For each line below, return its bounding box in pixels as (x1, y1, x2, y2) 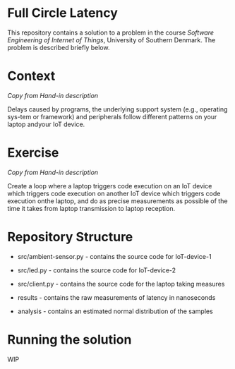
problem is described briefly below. (7, 43, 110, 52)
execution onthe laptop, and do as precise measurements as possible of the (7, 196, 228, 205)
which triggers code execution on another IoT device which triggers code (7, 189, 221, 198)
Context (7, 68, 56, 84)
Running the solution (7, 332, 132, 347)
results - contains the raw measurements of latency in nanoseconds (17, 293, 216, 301)
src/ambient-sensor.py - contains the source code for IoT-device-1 (17, 252, 212, 260)
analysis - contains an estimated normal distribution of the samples (17, 307, 213, 315)
